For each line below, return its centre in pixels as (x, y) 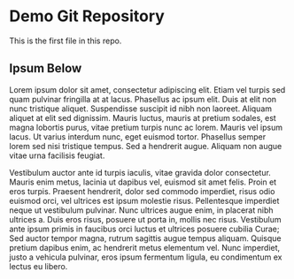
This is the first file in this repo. (66, 41)
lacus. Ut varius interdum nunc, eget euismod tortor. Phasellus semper (138, 136)
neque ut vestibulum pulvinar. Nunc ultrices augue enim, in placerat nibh (141, 210)
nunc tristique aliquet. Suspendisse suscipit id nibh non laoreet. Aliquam (141, 109)
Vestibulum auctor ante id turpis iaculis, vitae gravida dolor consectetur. (140, 172)
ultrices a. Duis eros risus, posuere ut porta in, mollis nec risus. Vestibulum (145, 219)
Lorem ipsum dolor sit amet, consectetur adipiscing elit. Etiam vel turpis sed (147, 89)
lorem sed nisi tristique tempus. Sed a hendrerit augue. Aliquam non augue (146, 146)
